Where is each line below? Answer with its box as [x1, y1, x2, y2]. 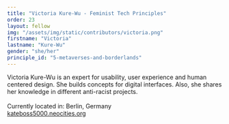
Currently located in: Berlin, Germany [7, 102, 111, 110]
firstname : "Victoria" [7, 35, 72, 42]
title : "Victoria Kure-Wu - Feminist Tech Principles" [7, 10, 167, 17]
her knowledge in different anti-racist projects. [7, 87, 138, 95]
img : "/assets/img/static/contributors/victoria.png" [7, 29, 164, 36]
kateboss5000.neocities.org [7, 109, 87, 117]
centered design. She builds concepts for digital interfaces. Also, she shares [7, 80, 222, 89]
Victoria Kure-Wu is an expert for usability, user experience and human [7, 73, 207, 81]
